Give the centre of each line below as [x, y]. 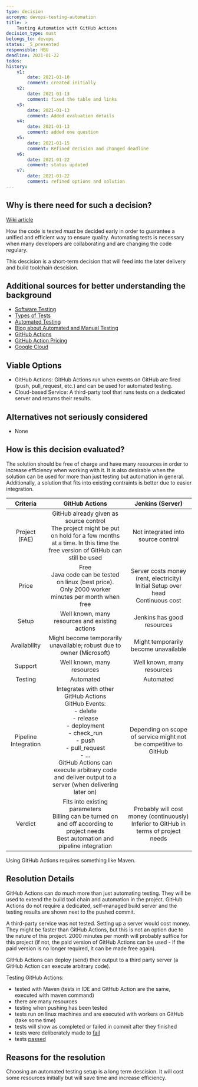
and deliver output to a [85, 777]
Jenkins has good [159, 617]
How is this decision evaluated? [65, 449]
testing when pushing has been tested [61, 1007]
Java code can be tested [85, 574]
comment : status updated [58, 165]
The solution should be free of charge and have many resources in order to [97, 464]
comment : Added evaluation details [71, 116]
